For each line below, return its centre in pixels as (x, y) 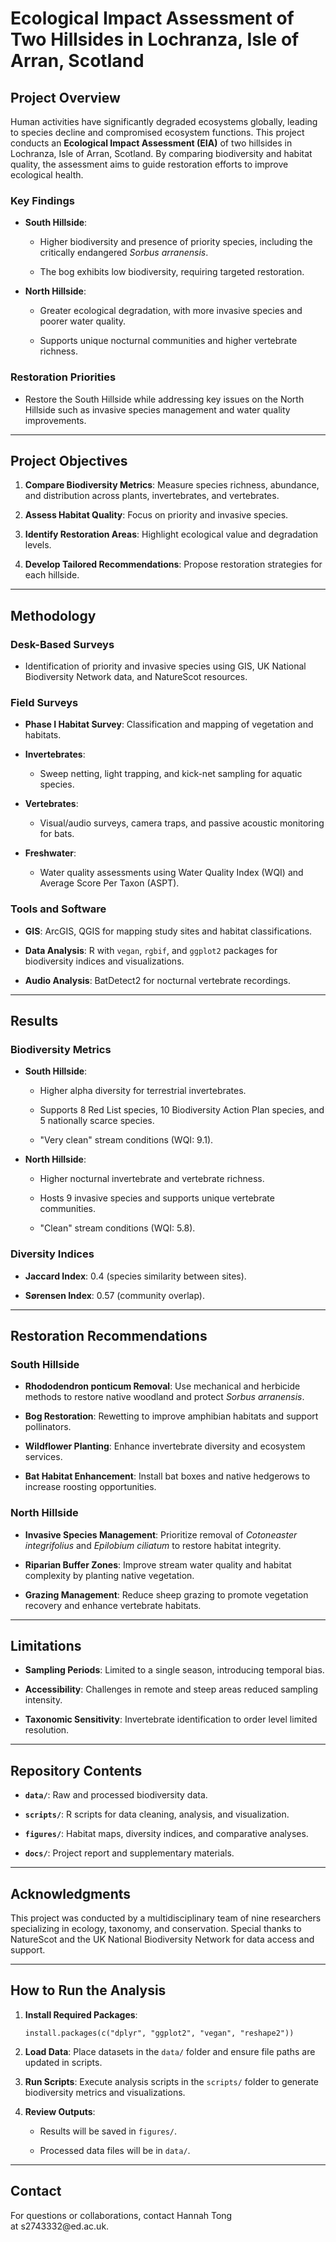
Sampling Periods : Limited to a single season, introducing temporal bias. (174, 1670)
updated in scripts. (63, 2062)
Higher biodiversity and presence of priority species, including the (176, 242)
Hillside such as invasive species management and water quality (157, 409)
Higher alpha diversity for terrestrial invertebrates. (143, 1091)
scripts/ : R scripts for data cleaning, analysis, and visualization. (157, 1814)
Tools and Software (58, 909)
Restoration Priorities (63, 377)
